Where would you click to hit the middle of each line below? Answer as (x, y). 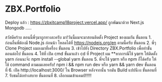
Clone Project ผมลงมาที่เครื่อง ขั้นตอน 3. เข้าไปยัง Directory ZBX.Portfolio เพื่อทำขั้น (79, 48)
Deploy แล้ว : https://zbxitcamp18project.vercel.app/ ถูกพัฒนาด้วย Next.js (74, 22)
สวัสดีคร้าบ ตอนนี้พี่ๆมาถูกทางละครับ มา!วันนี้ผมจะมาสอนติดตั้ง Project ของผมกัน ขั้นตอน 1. (78, 37)
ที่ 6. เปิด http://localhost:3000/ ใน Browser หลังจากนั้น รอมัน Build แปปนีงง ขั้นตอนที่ (81, 70)
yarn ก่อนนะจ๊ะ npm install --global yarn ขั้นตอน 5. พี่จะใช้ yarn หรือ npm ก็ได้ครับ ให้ (81, 59)
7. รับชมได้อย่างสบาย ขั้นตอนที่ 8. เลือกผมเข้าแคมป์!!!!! (48, 75)
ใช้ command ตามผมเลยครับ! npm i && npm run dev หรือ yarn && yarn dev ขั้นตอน (81, 65)
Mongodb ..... (18, 28)
